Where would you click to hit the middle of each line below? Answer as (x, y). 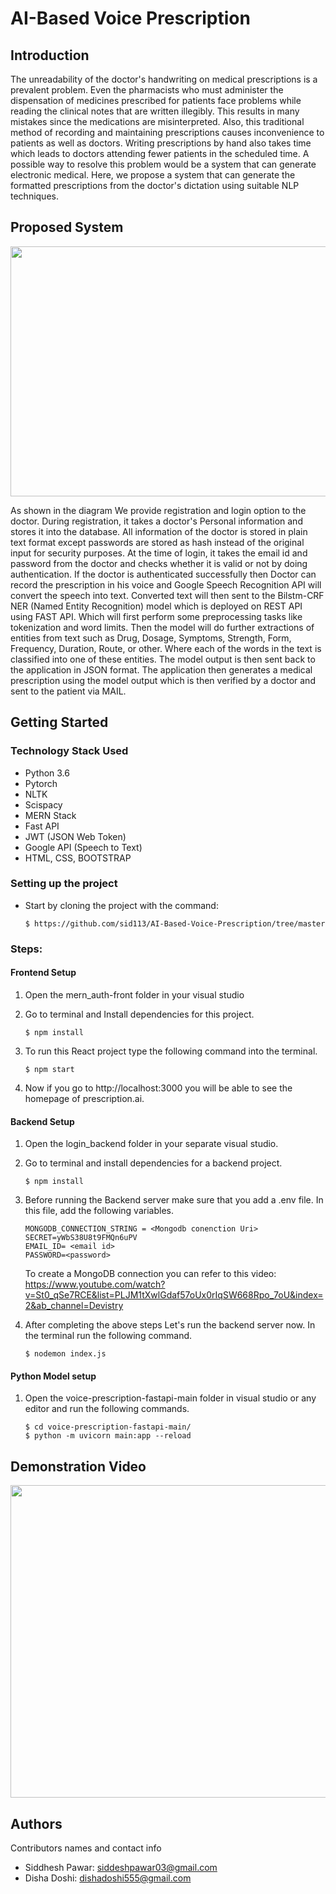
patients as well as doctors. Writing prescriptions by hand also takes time (161, 143)
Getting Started (59, 722)
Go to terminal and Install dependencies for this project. (139, 1014)
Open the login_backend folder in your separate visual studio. (151, 1144)
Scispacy (43, 804)
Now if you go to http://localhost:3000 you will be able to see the (158, 1088)
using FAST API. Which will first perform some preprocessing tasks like (156, 616)
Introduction (50, 55)
